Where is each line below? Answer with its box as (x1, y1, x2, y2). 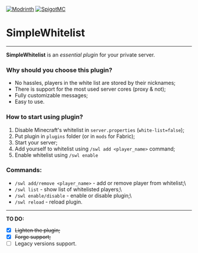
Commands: (6, 166, 42, 174)
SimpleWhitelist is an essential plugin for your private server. (6, 51, 155, 58)
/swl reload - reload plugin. (14, 198, 82, 205)
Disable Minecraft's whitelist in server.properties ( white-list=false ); (14, 126, 184, 133)
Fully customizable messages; (14, 92, 88, 99)
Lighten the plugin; (14, 226, 61, 234)
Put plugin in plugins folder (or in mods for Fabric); (14, 133, 136, 140)
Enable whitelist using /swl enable (14, 151, 98, 159)
